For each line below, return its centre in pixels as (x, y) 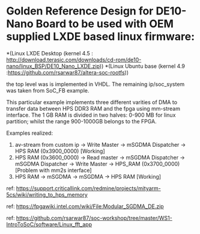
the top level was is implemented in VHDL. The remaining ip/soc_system (95, 84)
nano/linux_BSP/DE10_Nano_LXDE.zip (53, 66)
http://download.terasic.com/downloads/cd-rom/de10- (74, 60)
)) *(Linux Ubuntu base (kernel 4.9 (142, 66)
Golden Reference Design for (80, 11)
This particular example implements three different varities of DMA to (92, 102)
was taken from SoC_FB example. (48, 90)
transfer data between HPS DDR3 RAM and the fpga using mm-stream (93, 108)
